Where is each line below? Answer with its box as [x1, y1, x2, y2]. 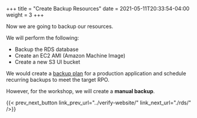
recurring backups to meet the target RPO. [6, 76, 109, 83]
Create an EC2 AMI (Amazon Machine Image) [14, 52, 126, 59]
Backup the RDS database [14, 46, 79, 53]
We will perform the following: [6, 34, 79, 41]
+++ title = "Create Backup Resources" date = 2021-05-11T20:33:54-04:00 [6, 5, 190, 12]
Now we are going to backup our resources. [6, 23, 114, 30]
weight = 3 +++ [6, 11, 44, 18]
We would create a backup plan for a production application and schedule [6, 70, 186, 76]
